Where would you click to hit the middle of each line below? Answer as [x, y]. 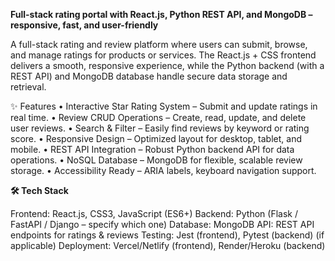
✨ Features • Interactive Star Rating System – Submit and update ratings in [164, 106]
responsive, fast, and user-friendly [84, 25]
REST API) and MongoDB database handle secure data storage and [149, 76]
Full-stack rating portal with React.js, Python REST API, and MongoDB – [161, 14]
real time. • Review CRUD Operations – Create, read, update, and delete [158, 117]
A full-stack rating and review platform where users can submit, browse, [159, 44]
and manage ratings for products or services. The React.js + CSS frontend [163, 55]
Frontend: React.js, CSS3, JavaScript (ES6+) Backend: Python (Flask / [154, 213]
